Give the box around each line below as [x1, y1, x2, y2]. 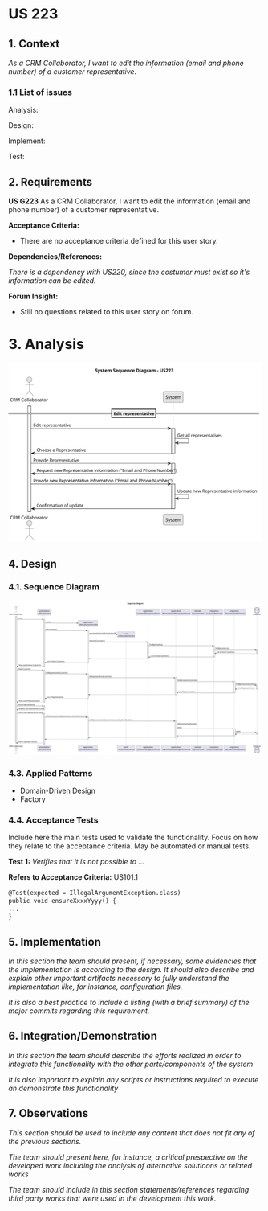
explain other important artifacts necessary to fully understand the [8, 974, 230, 983]
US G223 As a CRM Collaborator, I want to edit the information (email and [8, 196, 251, 206]
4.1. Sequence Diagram [8, 581, 100, 593]
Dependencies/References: [8, 252, 103, 261]
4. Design [8, 557, 58, 571]
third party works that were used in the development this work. [8, 1193, 217, 1203]
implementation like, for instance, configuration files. [8, 982, 183, 991]
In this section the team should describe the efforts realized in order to [8, 1050, 242, 1060]
